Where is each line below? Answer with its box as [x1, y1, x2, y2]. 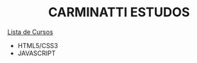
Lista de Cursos [7, 28, 53, 36]
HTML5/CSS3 [17, 41, 58, 50]
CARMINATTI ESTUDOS [48, 4, 190, 21]
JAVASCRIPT [17, 49, 56, 57]
